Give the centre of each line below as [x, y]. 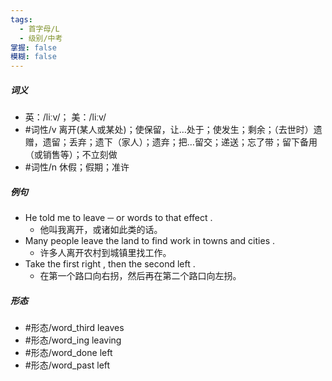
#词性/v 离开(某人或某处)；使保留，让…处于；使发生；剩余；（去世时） [169, 130]
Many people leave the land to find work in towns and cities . [150, 241]
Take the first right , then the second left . [110, 264]
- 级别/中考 [41, 38]
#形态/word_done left [68, 353]
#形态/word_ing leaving [73, 340]
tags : [21, 19]
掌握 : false [33, 47]
